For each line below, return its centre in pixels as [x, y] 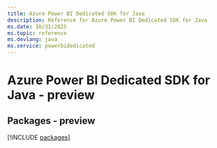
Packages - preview [51, 121]
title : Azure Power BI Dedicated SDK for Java [76, 14]
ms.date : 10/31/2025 [37, 26]
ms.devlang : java [32, 40]
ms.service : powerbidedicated [51, 46]
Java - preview [51, 95]
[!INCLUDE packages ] [39, 137]
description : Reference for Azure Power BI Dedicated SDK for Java [107, 20]
